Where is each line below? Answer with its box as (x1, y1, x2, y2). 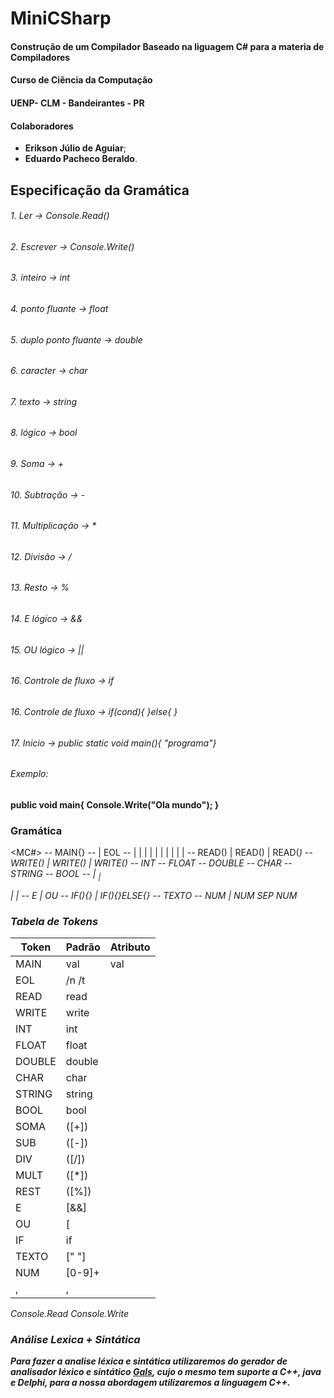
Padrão (65, 940, 101, 954)
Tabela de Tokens (10, 914, 99, 928)
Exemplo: (10, 768, 49, 780)
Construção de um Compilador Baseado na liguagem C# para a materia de (10, 40, 325, 52)
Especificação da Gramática (10, 182, 190, 199)
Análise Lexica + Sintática (10, 1333, 141, 1347)
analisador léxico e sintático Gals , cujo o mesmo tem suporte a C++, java (10, 1366, 322, 1378)
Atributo (109, 940, 151, 954)
